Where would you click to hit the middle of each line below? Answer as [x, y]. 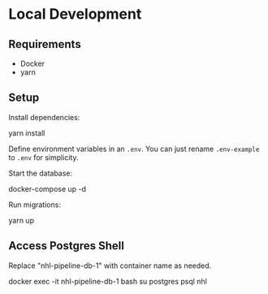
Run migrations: [35, 205]
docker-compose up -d [48, 188]
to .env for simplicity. [43, 157]
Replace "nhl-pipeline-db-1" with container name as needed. [110, 266]
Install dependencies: [44, 117]
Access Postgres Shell [66, 246]
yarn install [27, 133]
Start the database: [41, 173]
